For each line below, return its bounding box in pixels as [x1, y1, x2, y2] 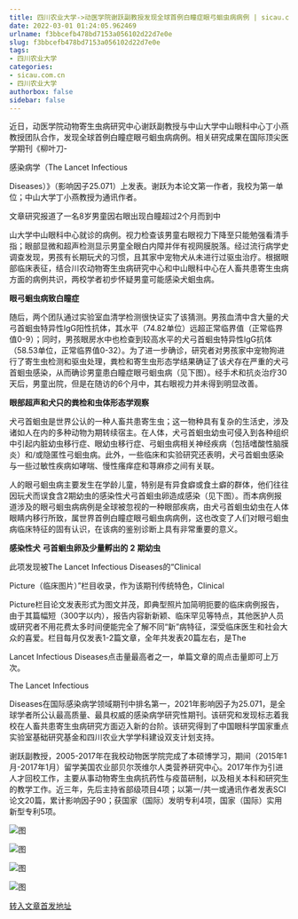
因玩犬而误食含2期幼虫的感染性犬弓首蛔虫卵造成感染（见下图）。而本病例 [9, 490, 275, 502]
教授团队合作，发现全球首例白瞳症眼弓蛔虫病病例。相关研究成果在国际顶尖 [9, 132, 281, 143]
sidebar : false [9, 95, 66, 105]
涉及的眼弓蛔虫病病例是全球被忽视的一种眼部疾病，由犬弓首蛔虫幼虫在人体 [16, 502, 289, 512]
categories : [9, 63, 53, 72]
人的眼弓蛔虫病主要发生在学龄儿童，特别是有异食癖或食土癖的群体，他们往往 [9, 479, 289, 490]
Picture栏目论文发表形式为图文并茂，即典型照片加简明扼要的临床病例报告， [9, 599, 284, 610]
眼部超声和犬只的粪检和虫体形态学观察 [9, 397, 149, 408]
